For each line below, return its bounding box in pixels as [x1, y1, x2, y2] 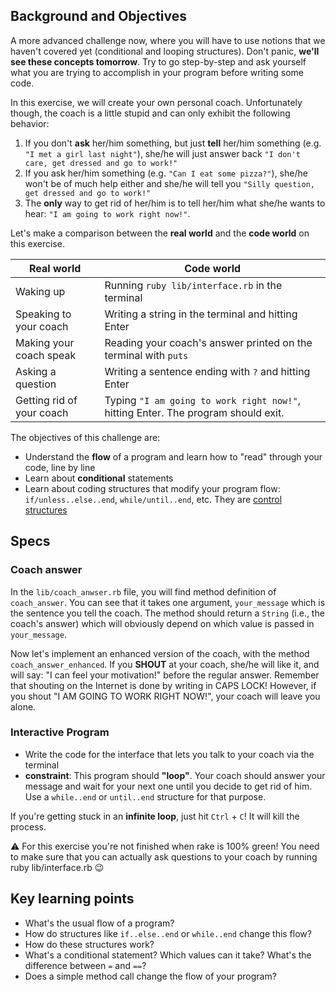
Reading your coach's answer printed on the [104, 335, 313, 349]
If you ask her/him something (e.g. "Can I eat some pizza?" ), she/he [24, 167, 308, 179]
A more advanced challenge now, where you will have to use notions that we [10, 34, 326, 46]
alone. [10, 700, 37, 713]
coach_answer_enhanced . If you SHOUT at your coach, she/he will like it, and [10, 658, 320, 670]
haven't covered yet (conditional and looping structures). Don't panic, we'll [10, 45, 320, 57]
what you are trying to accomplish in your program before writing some [10, 66, 304, 78]
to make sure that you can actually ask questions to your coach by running [10, 850, 318, 863]
